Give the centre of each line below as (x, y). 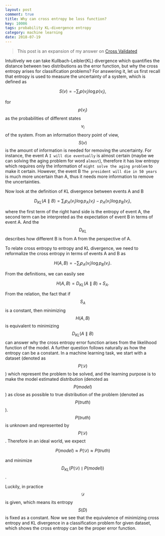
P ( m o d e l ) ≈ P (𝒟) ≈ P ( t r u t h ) (83, 451)
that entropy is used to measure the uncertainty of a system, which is (75, 76)
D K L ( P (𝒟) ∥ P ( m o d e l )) (83, 469)
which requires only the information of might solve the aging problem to (79, 166)
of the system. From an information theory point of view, (62, 135)
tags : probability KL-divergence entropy (48, 28)
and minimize (19, 461)
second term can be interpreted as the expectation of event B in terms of (79, 217)
